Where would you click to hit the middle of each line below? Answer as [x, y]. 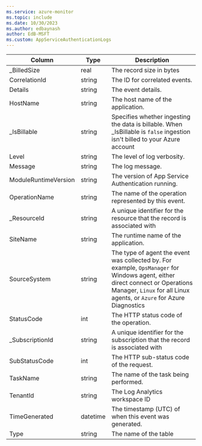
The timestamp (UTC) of [145, 409]
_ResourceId [27, 218]
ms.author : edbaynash [33, 29]
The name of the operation [149, 193]
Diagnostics [128, 305]
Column [42, 60]
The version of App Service [150, 176]
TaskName [24, 378]
